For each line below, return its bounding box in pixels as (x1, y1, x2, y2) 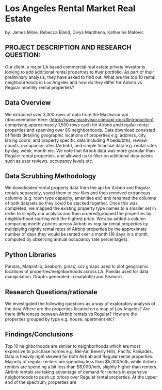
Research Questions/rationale (5, 288, 98, 296)
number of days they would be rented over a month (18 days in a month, (5, 231, 149, 237)
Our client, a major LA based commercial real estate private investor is (5, 64, 146, 69)
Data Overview (5, 99, 51, 107)
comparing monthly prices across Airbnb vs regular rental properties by (5, 221, 148, 227)
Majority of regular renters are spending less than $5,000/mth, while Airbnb (5, 358, 156, 364)
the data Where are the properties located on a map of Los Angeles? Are (5, 306, 150, 311)
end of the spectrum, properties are (5, 379, 77, 385)
